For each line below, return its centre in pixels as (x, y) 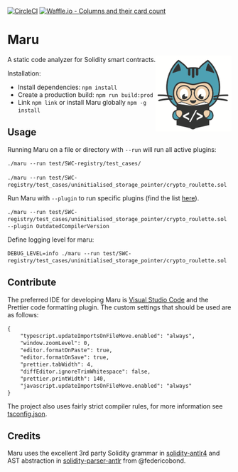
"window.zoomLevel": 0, (55, 343)
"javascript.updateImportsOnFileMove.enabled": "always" (106, 386)
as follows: (23, 314)
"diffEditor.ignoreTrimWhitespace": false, (86, 371)
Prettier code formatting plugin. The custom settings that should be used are (119, 307)
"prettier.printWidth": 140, (63, 379)
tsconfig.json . (27, 414)
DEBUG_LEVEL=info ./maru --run (54, 253)
